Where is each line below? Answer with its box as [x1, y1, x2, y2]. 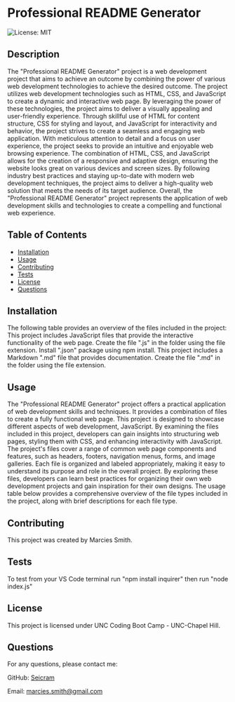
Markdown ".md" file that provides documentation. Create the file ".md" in [7, 353, 221, 362]
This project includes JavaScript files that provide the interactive [7, 331, 194, 339]
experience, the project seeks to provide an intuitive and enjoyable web [7, 142, 214, 150]
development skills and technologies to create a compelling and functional [7, 201, 222, 210]
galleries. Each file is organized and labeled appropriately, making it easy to [7, 459, 226, 468]
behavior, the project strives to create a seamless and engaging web [7, 126, 206, 135]
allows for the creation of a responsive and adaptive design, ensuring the [7, 156, 219, 165]
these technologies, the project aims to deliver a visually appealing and [7, 104, 213, 113]
